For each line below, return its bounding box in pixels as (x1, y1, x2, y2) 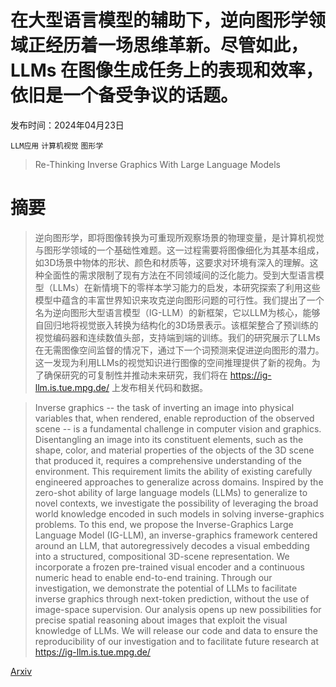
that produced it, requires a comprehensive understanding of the (34, 454, 302, 466)
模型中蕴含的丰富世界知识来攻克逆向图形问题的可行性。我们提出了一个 (34, 294, 325, 306)
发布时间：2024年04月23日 (10, 119, 125, 131)
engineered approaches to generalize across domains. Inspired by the (34, 476, 324, 488)
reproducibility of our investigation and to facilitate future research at (34, 635, 319, 647)
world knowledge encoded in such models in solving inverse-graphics (34, 507, 325, 520)
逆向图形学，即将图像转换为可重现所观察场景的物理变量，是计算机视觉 (34, 231, 325, 243)
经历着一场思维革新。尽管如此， (45, 34, 309, 57)
